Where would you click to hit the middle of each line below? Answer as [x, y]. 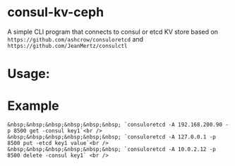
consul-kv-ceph [56, 12]
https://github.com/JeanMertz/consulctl [68, 46]
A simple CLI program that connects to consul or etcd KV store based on [113, 32]
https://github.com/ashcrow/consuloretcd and [75, 39]
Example [33, 106]
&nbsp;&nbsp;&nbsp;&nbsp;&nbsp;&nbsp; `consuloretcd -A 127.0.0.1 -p [112, 137]
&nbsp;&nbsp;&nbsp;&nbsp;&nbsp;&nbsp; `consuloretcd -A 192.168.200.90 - [118, 125]
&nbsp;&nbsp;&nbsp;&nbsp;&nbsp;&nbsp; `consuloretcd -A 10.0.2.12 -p [112, 149]
